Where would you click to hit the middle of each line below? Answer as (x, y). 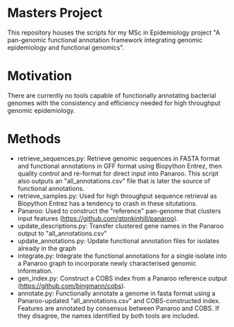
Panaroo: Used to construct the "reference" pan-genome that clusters (119, 211)
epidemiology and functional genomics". (66, 47)
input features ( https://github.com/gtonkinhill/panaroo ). (98, 218)
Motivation (40, 76)
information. (35, 271)
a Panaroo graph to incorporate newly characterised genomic (107, 263)
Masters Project (55, 13)
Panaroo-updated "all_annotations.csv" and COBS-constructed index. (119, 300)
